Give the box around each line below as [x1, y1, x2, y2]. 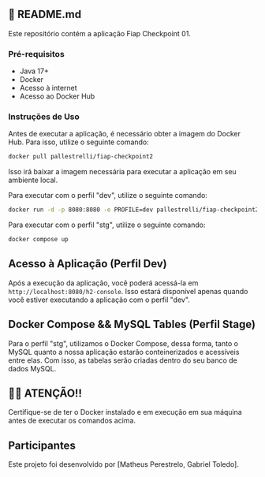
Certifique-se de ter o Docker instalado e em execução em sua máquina [8, 408, 242, 417]
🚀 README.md [8, 8, 81, 21]
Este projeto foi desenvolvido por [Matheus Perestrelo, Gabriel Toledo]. [8, 460, 239, 469]
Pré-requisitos [8, 48, 65, 59]
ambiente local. [8, 175, 58, 185]
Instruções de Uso [8, 111, 80, 122]
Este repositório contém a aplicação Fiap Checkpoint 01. [8, 28, 192, 38]
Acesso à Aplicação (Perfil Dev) [8, 257, 167, 270]
